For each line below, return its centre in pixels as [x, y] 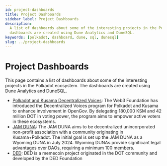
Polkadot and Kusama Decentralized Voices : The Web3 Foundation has [85, 100]
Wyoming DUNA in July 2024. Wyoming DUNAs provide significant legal [86, 142]
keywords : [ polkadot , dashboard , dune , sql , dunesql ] [62, 38]
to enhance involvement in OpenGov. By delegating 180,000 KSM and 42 [87, 111]
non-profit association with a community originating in [68, 132]
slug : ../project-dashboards [35, 42]
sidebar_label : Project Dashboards [42, 19]
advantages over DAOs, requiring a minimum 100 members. [73, 148]
